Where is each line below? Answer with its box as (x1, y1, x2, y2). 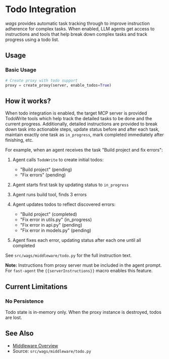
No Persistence (5, 298, 44, 305)
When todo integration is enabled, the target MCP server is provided (5, 110, 147, 116)
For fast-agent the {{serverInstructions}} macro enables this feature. (5, 268, 153, 274)
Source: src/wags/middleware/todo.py (12, 348, 91, 354)
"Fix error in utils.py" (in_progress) (20, 217, 92, 223)
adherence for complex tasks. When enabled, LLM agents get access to (5, 25, 155, 31)
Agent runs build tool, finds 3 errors (12, 192, 87, 198)
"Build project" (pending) (20, 166, 72, 173)
